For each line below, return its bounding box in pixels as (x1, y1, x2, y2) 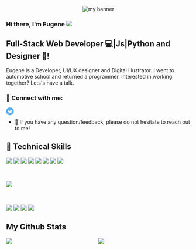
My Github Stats (6, 222, 66, 232)
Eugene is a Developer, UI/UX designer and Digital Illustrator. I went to (6, 66, 174, 73)
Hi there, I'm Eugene (6, 20, 66, 28)
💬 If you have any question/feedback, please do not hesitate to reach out (14, 119, 190, 126)
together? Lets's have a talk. (6, 79, 74, 86)
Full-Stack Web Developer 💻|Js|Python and (6, 39, 171, 49)
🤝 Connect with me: (6, 94, 63, 102)
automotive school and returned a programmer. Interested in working (6, 73, 173, 80)
